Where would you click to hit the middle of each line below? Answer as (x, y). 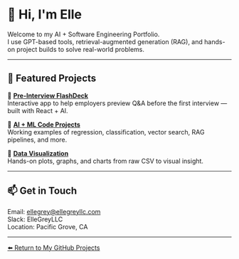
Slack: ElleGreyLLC (35, 219)
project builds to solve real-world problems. (80, 49)
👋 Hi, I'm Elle (45, 15)
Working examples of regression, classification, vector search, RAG (106, 132)
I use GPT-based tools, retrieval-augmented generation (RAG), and (105, 41)
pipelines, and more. (37, 139)
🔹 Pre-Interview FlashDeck (48, 95)
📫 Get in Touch (42, 191)
